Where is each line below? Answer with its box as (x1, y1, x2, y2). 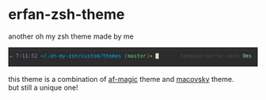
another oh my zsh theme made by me (8, 31, 135, 41)
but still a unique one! (8, 83, 78, 92)
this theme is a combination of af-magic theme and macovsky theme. (8, 74, 234, 83)
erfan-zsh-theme (8, 6, 125, 24)
